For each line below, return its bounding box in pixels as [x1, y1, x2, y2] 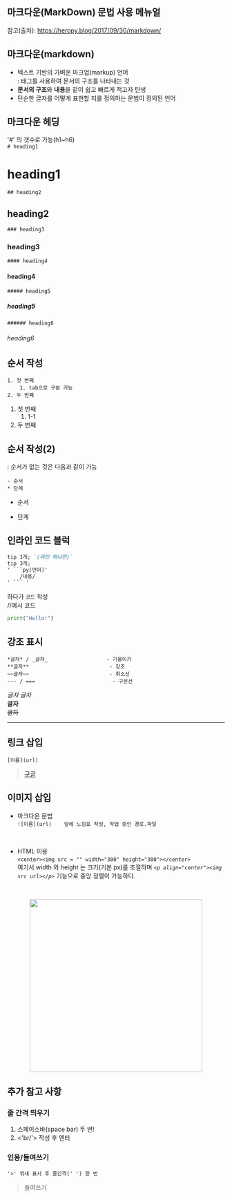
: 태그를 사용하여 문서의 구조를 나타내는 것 [17, 77, 130, 85]
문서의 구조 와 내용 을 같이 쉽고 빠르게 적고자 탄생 [17, 85, 146, 93]
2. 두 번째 [7, 392, 35, 399]
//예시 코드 [7, 601, 36, 610]
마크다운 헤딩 [7, 116, 60, 128]
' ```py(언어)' [7, 566, 48, 573]
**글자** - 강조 [7, 663, 126, 670]
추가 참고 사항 [7, 1085, 62, 1097]
